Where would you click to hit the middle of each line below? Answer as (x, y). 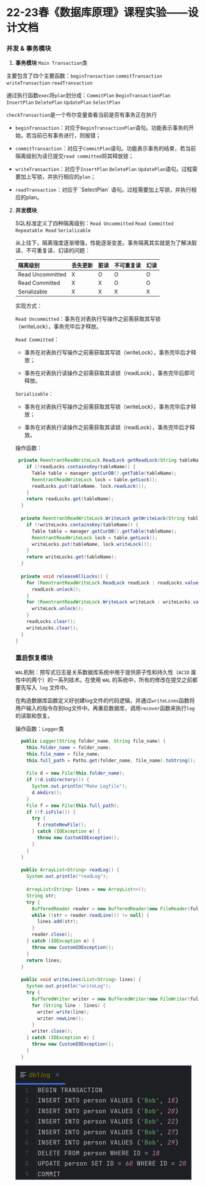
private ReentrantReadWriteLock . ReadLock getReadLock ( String (97, 460)
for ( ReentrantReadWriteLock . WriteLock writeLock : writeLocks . (110, 602)
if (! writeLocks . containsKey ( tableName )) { (83, 525)
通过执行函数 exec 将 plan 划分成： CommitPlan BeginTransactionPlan (88, 95)
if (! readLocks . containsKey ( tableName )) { (81, 467)
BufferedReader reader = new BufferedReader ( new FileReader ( (111, 908)
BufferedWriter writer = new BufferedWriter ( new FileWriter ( (111, 999)
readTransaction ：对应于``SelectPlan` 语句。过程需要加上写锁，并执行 (103, 190)
